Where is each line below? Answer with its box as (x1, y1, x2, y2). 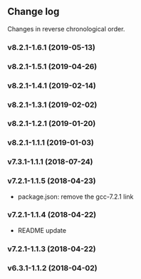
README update (17, 226, 66, 234)
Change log (7, 6, 60, 18)
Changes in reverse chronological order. (7, 24, 125, 33)
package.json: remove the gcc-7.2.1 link (17, 192, 134, 201)
